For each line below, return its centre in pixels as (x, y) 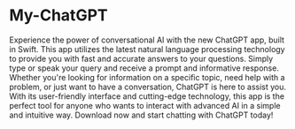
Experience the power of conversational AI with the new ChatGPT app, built (147, 40)
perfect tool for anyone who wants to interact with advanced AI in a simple (145, 105)
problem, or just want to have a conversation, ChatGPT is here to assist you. (147, 87)
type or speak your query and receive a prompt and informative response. (144, 68)
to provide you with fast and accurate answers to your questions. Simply (141, 58)
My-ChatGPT (58, 15)
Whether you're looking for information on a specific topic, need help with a (147, 77)
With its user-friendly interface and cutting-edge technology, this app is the (147, 96)
